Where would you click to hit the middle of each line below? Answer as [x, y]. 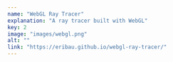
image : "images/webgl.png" [47, 34]
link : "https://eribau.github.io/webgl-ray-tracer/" [87, 47]
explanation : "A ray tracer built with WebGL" [78, 21]
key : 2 [17, 27]
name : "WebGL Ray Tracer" [46, 14]
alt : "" [19, 41]
